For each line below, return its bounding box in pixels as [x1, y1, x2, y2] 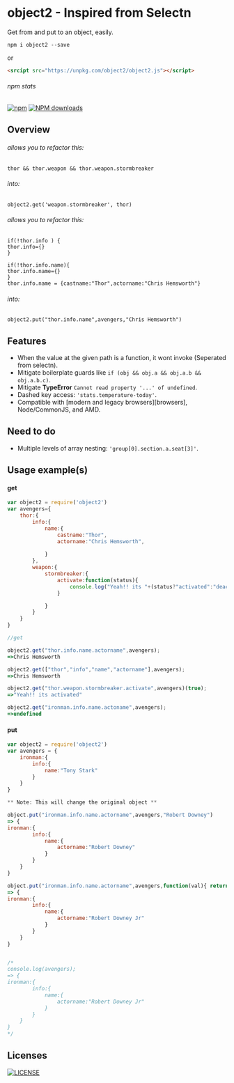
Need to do [7, 426, 56, 437]
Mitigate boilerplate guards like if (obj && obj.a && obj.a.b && [17, 368, 202, 377]
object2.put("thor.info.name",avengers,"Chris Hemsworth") [7, 316, 182, 323]
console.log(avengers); [7, 966, 77, 973]
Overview [7, 124, 51, 136]
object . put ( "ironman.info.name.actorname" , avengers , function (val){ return [7, 882, 229, 889]
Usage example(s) [7, 465, 88, 476]
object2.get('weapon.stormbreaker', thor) [7, 201, 132, 208]
